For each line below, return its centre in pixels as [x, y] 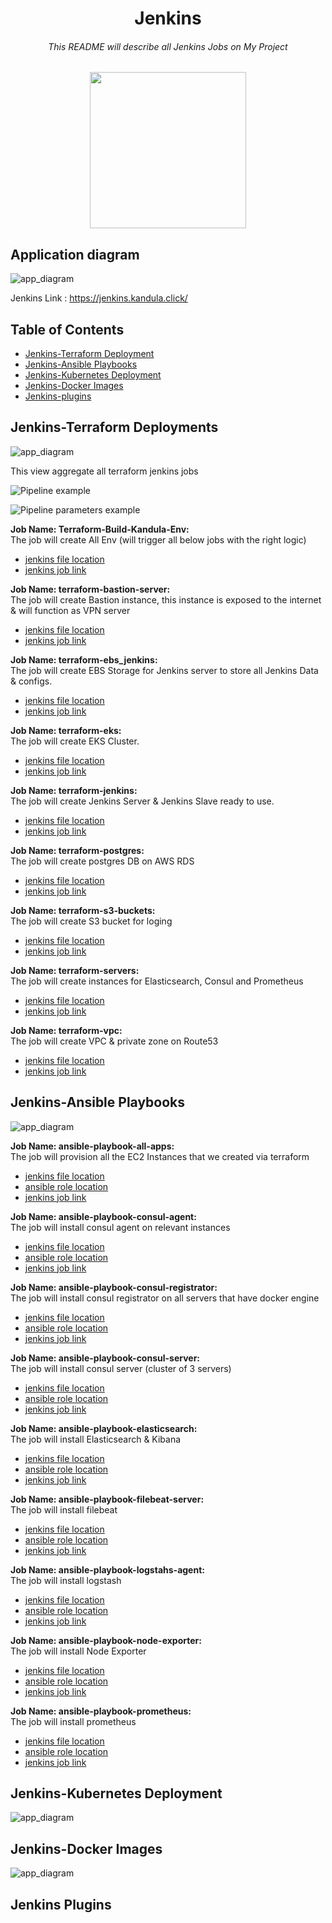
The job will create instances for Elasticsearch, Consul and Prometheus [157, 981]
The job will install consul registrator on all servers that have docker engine [165, 1298]
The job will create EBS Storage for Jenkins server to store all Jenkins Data [164, 670]
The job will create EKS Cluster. [75, 741]
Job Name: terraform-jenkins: [74, 790]
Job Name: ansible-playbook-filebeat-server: [107, 1499]
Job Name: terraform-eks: [66, 730]
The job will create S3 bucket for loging [91, 921]
